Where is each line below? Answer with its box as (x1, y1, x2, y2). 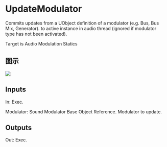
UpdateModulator (5, 3, 82, 15)
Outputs (5, 123, 32, 132)
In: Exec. (5, 99, 23, 105)
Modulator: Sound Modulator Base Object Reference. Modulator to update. (5, 108, 162, 115)
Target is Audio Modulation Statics (5, 40, 78, 46)
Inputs (5, 85, 27, 94)
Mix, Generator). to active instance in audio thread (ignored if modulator (5, 25, 157, 31)
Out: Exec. (5, 137, 27, 143)
